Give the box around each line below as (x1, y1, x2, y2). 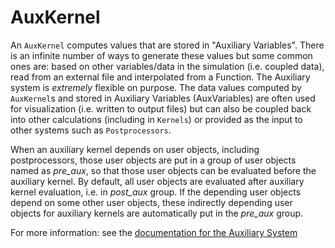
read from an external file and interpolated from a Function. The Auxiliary (10, 71, 311, 83)
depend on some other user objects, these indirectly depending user (10, 196, 293, 208)
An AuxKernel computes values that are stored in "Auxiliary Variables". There (10, 39, 325, 51)
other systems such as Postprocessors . (10, 124, 172, 136)
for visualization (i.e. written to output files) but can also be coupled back (10, 102, 312, 115)
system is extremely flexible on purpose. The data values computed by (10, 81, 302, 93)
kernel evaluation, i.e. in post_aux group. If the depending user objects (10, 186, 302, 198)
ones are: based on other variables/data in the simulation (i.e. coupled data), (10, 60, 325, 72)
